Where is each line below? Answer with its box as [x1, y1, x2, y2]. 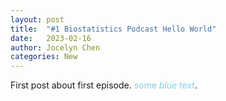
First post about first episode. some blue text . [10, 79, 198, 91]
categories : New [10, 52, 78, 62]
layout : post [10, 14, 65, 25]
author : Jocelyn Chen [10, 42, 101, 53]
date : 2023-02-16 [10, 33, 92, 43]
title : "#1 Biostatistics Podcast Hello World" [10, 24, 217, 34]
